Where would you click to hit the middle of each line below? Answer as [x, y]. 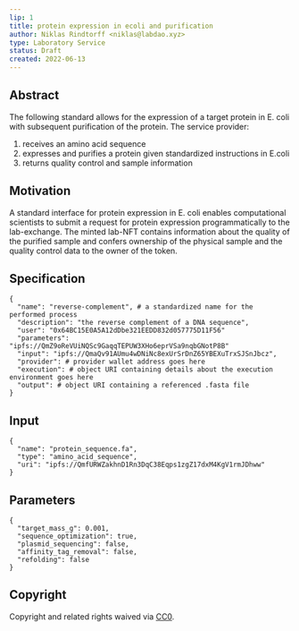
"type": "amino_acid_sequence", [78, 457]
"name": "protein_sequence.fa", [78, 449]
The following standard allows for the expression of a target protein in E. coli [149, 116]
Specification [47, 279]
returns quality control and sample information [108, 163]
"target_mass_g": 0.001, [63, 529]
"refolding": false [54, 560]
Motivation [40, 191]
